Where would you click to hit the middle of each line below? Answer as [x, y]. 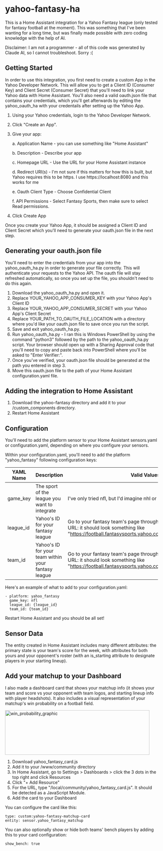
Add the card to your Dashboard [44, 798]
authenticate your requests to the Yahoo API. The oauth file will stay [73, 273]
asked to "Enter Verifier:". [37, 355]
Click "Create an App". [34, 124]
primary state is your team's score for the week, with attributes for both [76, 650]
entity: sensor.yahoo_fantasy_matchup [44, 820]
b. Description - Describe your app [47, 153]
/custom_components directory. [44, 408]
